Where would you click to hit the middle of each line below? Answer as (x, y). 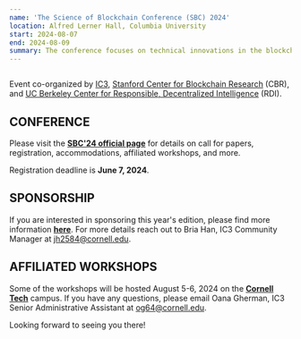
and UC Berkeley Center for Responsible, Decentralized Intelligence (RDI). (146, 94)
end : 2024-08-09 (39, 42)
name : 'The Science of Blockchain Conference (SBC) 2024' (120, 17)
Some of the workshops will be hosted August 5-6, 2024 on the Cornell (142, 288)
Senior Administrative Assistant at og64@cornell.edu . (108, 307)
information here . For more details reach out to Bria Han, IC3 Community (143, 229)
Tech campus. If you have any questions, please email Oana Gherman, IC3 (147, 298)
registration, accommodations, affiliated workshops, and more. (125, 152)
